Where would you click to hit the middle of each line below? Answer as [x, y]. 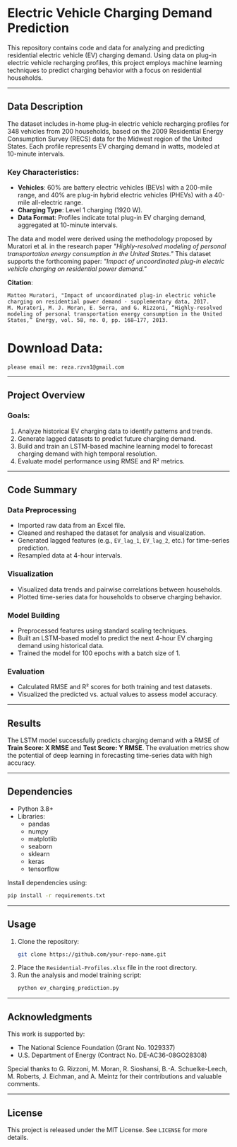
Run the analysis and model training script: [79, 975]
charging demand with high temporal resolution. [87, 454]
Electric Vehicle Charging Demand [110, 13]
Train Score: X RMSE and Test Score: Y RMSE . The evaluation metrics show [119, 748]
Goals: [19, 415]
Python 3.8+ [36, 809]
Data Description [45, 106]
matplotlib [43, 838]
